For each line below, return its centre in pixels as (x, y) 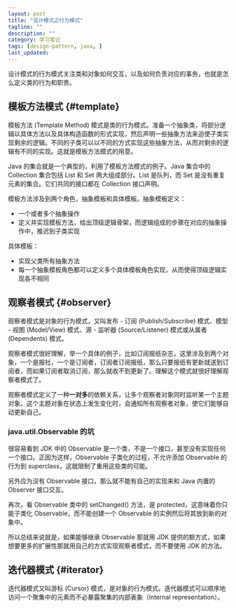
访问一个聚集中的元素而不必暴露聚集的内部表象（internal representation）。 (116, 597)
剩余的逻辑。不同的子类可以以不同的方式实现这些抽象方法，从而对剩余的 (118, 142)
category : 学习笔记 (34, 40)
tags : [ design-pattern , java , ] (55, 46)
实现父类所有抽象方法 (49, 261)
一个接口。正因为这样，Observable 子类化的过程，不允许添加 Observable (114, 457)
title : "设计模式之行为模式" (46, 20)
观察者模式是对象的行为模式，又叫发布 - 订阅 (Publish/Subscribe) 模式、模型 (118, 320)
